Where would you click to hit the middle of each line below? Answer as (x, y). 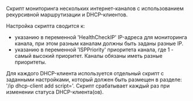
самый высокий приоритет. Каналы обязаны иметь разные (88, 56)
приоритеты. (30, 62)
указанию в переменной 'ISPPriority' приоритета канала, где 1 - (94, 50)
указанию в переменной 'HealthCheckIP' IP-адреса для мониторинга (101, 37)
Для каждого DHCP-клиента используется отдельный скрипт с (85, 73)
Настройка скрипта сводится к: (46, 26)
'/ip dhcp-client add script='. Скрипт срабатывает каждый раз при (88, 86)
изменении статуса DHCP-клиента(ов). (55, 92)
